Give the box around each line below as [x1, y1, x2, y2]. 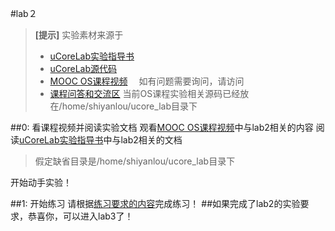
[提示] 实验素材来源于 [34, 29, 124, 41]
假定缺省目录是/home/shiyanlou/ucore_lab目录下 [34, 155, 236, 167]
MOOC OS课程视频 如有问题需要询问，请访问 [49, 75, 245, 87]
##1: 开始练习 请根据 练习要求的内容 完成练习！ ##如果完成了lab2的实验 [10, 198, 301, 209]
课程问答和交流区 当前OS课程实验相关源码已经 [49, 88, 241, 99]
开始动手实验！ [10, 177, 72, 188]
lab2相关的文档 [120, 134, 183, 146]
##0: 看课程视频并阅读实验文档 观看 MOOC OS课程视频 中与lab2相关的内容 [10, 122, 314, 133]
